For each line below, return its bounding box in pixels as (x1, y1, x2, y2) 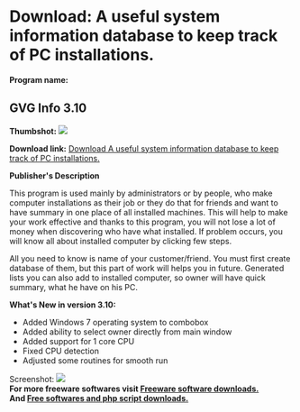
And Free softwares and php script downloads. (9, 392, 189, 403)
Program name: (9, 74, 69, 85)
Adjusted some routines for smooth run (22, 354, 168, 366)
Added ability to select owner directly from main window (22, 326, 232, 337)
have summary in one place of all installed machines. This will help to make (9, 206, 288, 217)
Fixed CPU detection (22, 345, 99, 356)
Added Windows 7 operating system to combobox (22, 316, 209, 327)
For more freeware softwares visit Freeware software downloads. (9, 383, 259, 394)
